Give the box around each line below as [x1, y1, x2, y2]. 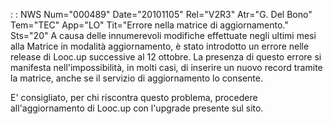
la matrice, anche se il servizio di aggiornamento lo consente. [10, 72, 263, 84]
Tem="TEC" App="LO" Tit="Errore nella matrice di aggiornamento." [10, 19, 289, 31]
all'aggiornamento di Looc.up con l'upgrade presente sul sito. [10, 102, 264, 114]
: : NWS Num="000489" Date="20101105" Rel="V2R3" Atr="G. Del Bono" [10, 9, 313, 20]
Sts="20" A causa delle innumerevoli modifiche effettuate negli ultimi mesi [10, 30, 317, 41]
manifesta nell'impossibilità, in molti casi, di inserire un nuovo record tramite [10, 62, 323, 73]
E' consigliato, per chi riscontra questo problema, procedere [10, 92, 258, 103]
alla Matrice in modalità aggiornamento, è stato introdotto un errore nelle [10, 40, 310, 52]
